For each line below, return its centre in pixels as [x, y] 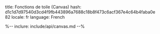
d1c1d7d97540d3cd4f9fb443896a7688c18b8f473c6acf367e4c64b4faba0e [80, 12]
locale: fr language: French [38, 17]
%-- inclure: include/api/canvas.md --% [45, 26]
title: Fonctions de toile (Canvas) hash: [43, 7]
